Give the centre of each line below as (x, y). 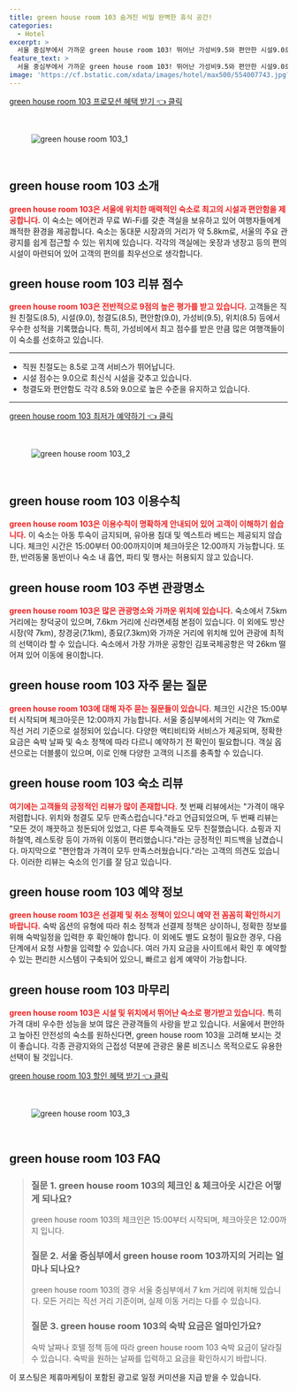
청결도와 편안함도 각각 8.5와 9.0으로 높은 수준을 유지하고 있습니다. (136, 389)
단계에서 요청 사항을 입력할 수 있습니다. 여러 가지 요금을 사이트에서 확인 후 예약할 (148, 949)
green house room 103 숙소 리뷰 (96, 784)
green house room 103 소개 (84, 186)
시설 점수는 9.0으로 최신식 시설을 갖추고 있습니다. (107, 378)
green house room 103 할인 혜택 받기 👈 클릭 (89, 1076)
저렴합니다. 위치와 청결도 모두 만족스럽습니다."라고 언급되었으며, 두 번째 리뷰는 (144, 817)
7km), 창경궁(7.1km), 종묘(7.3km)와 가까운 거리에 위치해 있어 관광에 (151, 633)
